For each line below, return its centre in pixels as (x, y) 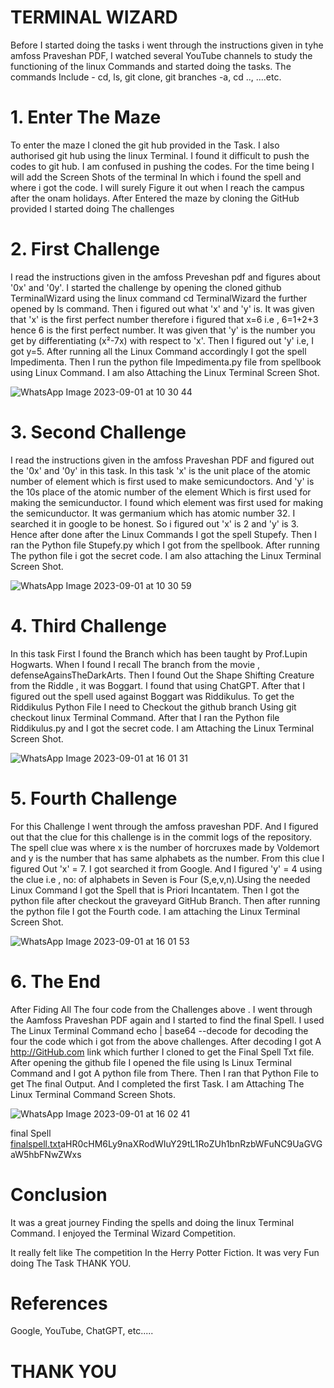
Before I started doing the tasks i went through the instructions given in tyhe (167, 45)
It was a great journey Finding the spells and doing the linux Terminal (152, 1222)
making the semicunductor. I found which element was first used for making (167, 502)
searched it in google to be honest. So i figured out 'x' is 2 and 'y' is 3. (155, 523)
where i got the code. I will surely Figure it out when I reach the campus (157, 187)
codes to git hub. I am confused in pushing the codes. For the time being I (162, 166)
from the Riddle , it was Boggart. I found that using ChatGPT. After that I (158, 685)
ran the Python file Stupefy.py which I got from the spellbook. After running (165, 545)
